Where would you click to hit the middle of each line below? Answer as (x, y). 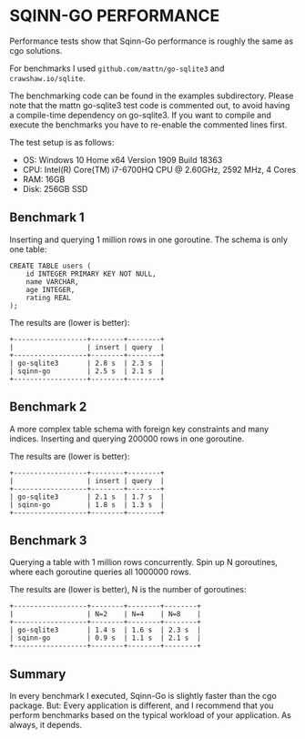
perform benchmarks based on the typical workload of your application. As (150, 715)
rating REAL (48, 298)
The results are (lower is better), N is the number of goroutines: (128, 590)
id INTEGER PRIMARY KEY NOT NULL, (91, 274)
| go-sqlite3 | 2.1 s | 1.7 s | (87, 497)
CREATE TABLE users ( (51, 266)
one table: (28, 249)
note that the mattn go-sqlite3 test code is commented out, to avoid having (150, 105)
